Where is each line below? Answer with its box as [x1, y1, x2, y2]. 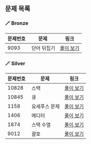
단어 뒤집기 [31, 44, 55, 51]
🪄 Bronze [5, 20, 29, 27]
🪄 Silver [5, 60, 25, 67]
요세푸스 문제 [31, 103, 60, 110]
